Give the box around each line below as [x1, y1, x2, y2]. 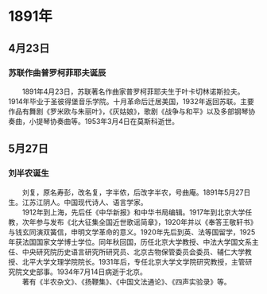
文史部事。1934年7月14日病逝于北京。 [21, 267, 147, 277]
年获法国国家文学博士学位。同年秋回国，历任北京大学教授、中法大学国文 [8, 237, 245, 246]
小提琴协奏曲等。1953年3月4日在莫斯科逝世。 [29, 116, 180, 126]
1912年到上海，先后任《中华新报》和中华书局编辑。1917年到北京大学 [21, 207, 246, 217]
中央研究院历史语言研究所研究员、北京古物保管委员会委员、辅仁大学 [21, 247, 245, 257]
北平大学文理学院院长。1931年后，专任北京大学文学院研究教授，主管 [21, 257, 246, 266]
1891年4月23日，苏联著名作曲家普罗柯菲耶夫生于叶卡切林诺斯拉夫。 [21, 87, 245, 96]
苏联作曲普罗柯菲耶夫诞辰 [8, 67, 106, 78]
